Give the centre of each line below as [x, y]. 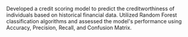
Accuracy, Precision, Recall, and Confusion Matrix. [69, 27]
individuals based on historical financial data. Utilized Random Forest [92, 15]
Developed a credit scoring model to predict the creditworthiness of [90, 9]
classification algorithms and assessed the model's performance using [94, 21]
